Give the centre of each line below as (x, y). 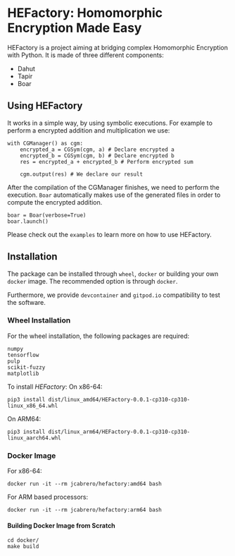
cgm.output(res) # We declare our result (81, 174)
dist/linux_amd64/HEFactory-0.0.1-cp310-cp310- (119, 399)
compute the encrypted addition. (55, 202)
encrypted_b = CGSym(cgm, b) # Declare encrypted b (97, 156)
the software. (26, 302)
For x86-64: (25, 471)
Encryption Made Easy (75, 28)
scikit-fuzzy (26, 367)
